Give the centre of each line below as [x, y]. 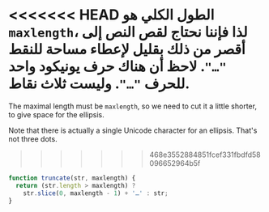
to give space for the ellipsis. [56, 114]
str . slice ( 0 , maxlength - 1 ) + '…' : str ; [96, 193]
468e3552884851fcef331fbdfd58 [205, 155]
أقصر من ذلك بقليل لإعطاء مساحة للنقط [127, 49]
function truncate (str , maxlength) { [72, 178]
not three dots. [33, 138]
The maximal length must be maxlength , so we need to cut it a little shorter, [133, 106]
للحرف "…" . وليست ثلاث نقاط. [99, 84]
